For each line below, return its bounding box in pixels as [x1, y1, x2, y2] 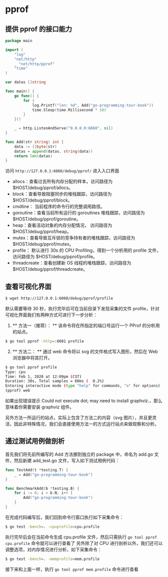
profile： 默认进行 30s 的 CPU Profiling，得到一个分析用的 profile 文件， [12, 247, 161, 254]
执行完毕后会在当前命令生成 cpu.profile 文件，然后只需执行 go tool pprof [5, 534, 157, 540]
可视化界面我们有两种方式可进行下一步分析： [5, 312, 98, 318]
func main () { [5, 89, 35, 94]
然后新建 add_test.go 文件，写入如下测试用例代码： [14, 457, 120, 463]
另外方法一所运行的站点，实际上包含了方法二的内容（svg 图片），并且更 [5, 415, 152, 421]
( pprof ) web [5, 388, 30, 393]
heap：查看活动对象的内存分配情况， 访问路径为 [12, 222, 112, 229]
